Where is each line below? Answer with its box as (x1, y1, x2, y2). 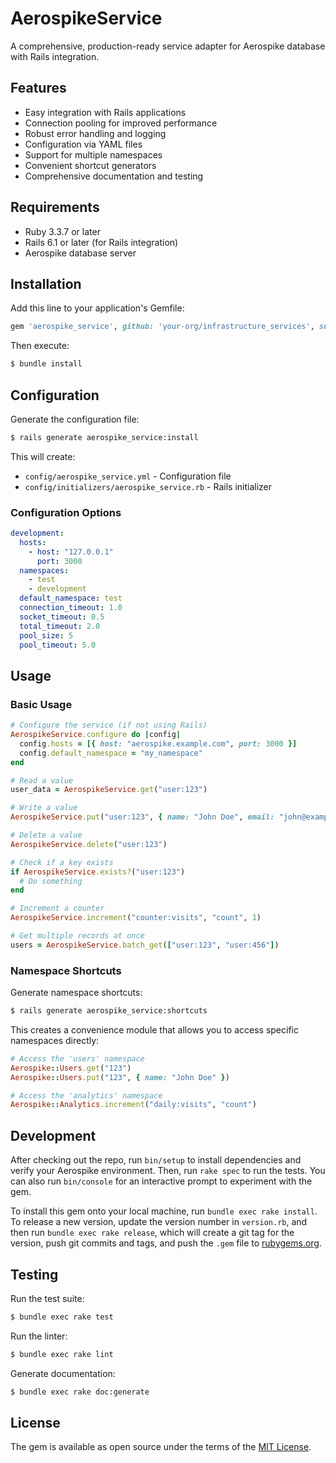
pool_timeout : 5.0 (19, 640, 97, 650)
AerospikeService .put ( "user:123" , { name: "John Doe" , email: (10, 812, 275, 822)
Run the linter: (10, 1330, 68, 1342)
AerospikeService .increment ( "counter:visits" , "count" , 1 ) (10, 913, 262, 923)
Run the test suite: (10, 1292, 85, 1304)
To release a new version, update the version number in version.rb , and (10, 1216, 308, 1228)
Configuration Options (10, 505, 122, 519)
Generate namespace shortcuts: (10, 987, 143, 999)
